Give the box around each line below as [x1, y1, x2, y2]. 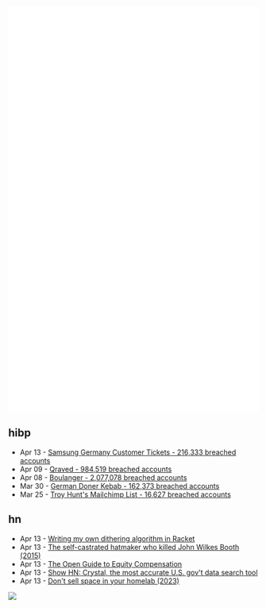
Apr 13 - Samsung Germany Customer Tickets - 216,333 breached [19, 447, 237, 457]
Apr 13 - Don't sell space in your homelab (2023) [19, 575, 180, 586]
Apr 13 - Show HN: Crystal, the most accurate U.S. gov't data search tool [19, 567, 258, 577]
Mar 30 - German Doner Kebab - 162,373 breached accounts [19, 481, 220, 490]
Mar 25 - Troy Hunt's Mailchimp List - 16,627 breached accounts [19, 490, 232, 499]
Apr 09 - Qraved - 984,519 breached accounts [19, 464, 172, 474]
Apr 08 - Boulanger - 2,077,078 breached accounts [19, 472, 187, 482]
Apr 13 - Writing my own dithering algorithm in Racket [19, 533, 195, 543]
